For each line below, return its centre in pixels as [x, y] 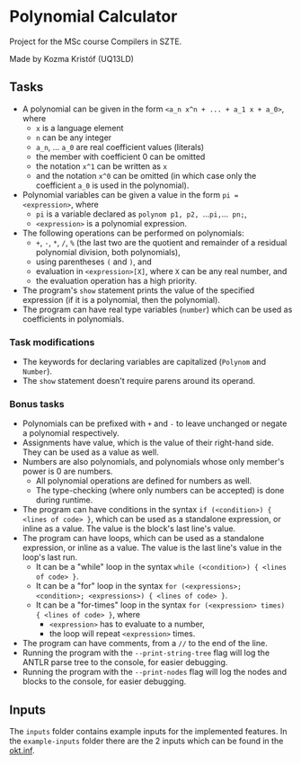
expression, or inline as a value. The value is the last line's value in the [152, 548]
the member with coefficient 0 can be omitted [120, 156]
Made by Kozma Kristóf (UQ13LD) [72, 58]
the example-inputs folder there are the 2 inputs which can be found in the [146, 741]
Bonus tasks [37, 404]
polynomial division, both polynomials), [108, 252]
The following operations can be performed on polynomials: [133, 233]
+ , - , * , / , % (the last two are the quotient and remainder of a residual [161, 242]
